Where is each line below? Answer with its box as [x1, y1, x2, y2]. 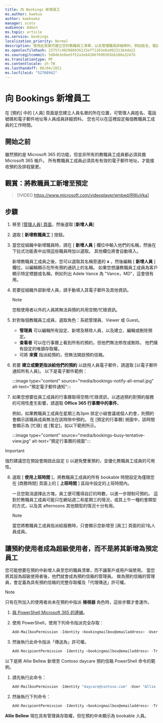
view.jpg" [12, 438, 31, 444]
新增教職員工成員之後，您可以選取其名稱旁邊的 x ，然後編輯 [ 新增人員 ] [12, 259, 156, 265]
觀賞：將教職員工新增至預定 [5, 179, 88, 188]
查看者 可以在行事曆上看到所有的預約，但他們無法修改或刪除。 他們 [19, 340, 154, 346]
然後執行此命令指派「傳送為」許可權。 [12, 639, 89, 645]
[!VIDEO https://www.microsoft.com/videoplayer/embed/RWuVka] [16, 193, 149, 198]
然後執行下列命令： [12, 693, 51, 699]
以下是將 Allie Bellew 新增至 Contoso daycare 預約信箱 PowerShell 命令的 [5, 658, 151, 664]
